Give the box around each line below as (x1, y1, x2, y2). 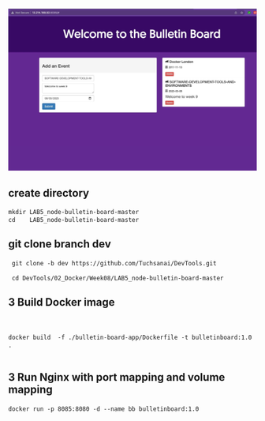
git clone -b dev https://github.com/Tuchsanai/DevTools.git (11, 259, 217, 267)
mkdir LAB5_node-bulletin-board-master (8, 209, 140, 216)
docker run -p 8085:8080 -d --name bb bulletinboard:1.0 (8, 404, 200, 413)
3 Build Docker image (8, 295, 116, 309)
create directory (8, 186, 89, 200)
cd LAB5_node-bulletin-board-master (8, 216, 140, 224)
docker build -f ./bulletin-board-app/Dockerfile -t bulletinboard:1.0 (8, 333, 252, 341)
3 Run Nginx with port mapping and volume (8, 370, 226, 384)
